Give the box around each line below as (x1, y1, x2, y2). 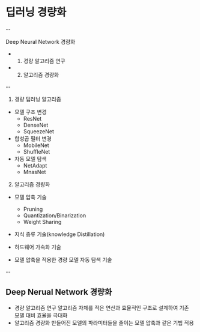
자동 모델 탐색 (14, 155, 47, 162)
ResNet (23, 115, 42, 122)
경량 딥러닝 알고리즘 (14, 95, 61, 103)
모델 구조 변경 (14, 108, 47, 115)
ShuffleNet (23, 148, 50, 155)
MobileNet (23, 142, 49, 149)
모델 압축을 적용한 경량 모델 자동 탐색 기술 (14, 256, 112, 263)
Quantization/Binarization (23, 211, 86, 219)
